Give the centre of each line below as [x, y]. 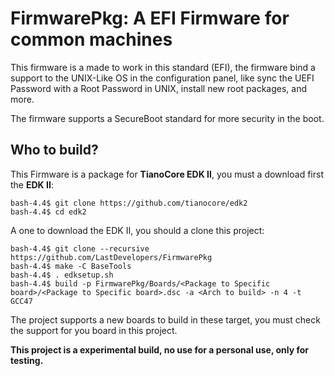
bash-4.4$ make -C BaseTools [71, 266]
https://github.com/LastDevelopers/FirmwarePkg [111, 257]
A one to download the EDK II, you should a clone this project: [137, 230]
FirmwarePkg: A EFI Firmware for [150, 18]
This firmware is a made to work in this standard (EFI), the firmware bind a [163, 67]
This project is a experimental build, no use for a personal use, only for [160, 349]
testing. [27, 360]
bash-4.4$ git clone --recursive [80, 248]
